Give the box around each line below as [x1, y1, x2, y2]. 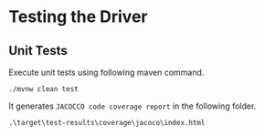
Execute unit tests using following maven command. [8, 67, 205, 78]
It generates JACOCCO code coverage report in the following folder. [8, 100, 257, 111]
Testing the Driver [8, 6, 148, 27]
